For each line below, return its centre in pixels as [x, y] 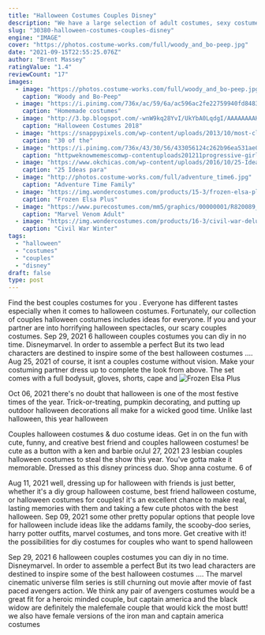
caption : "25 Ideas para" [65, 170]
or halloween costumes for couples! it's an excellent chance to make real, [127, 500]
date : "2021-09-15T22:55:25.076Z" [65, 52]
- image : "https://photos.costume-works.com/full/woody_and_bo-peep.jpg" [139, 89]
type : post [26, 280]
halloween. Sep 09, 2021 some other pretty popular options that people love [131, 517]
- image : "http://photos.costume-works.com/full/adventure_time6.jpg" [134, 178]
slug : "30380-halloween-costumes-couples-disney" [91, 30]
